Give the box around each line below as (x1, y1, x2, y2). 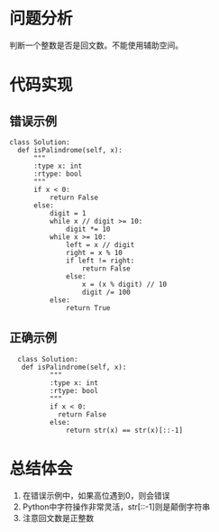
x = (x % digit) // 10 (81, 280, 168, 289)
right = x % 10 (66, 248, 123, 257)
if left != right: (66, 256, 135, 265)
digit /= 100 (81, 288, 131, 297)
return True (66, 303, 111, 312)
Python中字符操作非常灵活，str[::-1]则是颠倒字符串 (22, 501, 210, 512)
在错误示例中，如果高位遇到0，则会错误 (22, 490, 170, 500)
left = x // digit (66, 240, 135, 249)
